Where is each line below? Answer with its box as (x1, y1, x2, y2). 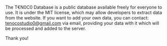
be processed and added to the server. (5, 25, 86, 31)
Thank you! (5, 35, 29, 41)
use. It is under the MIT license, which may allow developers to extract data (5, 9, 162, 15)
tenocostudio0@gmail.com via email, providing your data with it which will (5, 20, 159, 26)
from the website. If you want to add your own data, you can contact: (5, 15, 149, 20)
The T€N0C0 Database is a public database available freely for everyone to (5, 4, 162, 10)
